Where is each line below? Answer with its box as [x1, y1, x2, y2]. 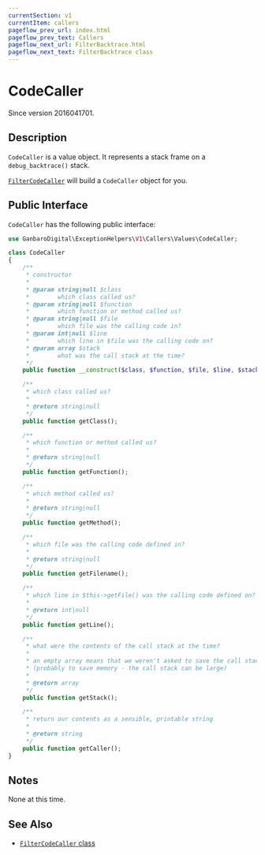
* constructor [25, 271, 73, 279]
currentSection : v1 [8, 11, 73, 20]
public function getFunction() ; [22, 468, 129, 476]
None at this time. [8, 794, 65, 805]
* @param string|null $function [25, 301, 132, 308]
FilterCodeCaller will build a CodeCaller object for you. [8, 175, 188, 185]
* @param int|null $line [25, 330, 108, 338]
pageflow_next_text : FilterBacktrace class [8, 48, 154, 56]
